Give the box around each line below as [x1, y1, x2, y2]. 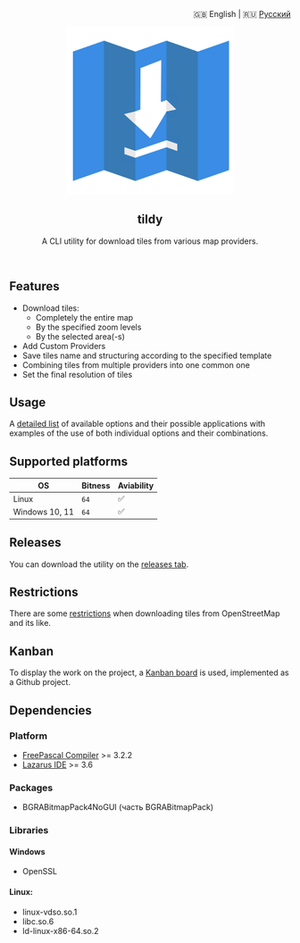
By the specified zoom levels [35, 321, 142, 332]
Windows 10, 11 [12, 506, 74, 517]
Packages [9, 781, 54, 794]
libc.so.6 [21, 915, 54, 927]
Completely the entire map [35, 312, 134, 322]
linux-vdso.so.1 [21, 906, 78, 917]
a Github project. [9, 677, 71, 688]
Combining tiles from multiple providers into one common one [21, 359, 250, 370]
